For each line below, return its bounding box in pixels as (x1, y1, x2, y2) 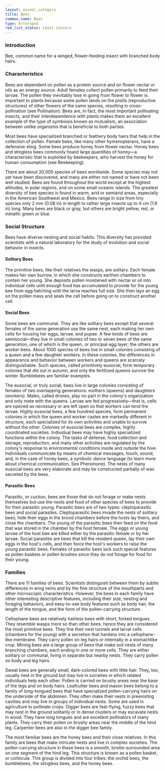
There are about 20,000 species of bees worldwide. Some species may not (5, 168, 158, 175)
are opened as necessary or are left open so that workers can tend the (5, 403, 149, 409)
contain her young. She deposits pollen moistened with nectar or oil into (5, 277, 151, 283)
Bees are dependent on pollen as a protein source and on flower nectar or (5, 82, 155, 88)
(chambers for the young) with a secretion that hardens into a (5, 631, 130, 637)
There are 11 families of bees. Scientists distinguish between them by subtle (5, 580, 159, 586)
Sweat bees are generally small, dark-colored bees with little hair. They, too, (5, 667, 159, 673)
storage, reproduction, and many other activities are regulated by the (5, 440, 145, 446)
